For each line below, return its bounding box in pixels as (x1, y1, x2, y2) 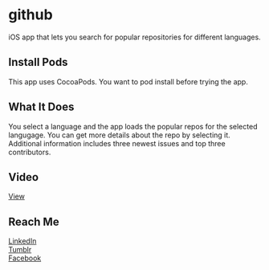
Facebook (8, 253, 42, 263)
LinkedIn (8, 236, 37, 246)
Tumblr (8, 245, 32, 255)
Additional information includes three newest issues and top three (8, 138, 226, 148)
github (8, 6, 54, 24)
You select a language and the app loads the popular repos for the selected (8, 121, 258, 131)
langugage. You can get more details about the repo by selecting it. (8, 130, 230, 140)
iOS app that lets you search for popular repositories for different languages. (8, 32, 261, 42)
